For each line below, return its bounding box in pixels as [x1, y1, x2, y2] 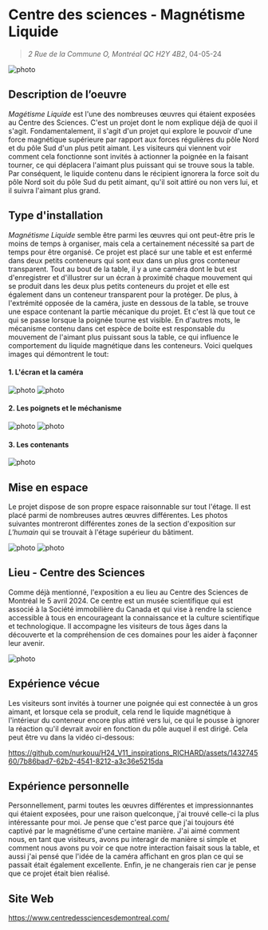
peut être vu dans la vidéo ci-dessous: [8, 732, 135, 742]
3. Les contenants [8, 439, 69, 449]
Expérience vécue [8, 677, 100, 691]
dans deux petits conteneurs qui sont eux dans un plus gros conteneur [8, 255, 241, 265]
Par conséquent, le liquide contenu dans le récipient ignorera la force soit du [8, 168, 259, 178]
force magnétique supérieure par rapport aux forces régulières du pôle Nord [8, 134, 259, 144]
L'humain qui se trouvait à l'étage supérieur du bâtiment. [8, 527, 194, 537]
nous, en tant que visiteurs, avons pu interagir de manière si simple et [8, 835, 237, 844]
